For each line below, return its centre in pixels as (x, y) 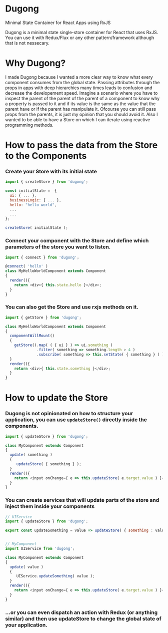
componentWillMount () (32, 336)
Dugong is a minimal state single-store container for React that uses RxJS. (82, 32)
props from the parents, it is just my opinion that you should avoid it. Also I (81, 114)
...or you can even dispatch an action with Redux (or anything (81, 612)
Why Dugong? (35, 63)
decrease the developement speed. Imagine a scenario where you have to (81, 93)
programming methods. (29, 125)
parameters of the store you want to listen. (58, 247)
